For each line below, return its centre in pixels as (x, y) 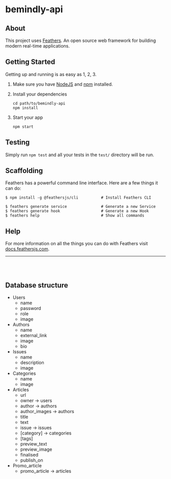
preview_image (36, 449)
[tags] (26, 439)
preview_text (34, 444)
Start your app (28, 117)
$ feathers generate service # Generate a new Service (81, 207)
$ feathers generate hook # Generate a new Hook (77, 211)
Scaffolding (24, 171)
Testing (18, 142)
